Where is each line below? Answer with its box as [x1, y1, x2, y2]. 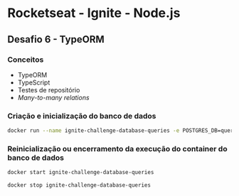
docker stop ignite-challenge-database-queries [7, 182, 152, 189]
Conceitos [7, 55, 44, 65]
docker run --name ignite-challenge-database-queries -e [7, 127, 180, 134]
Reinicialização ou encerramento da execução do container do [7, 143, 228, 153]
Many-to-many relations [17, 93, 90, 102]
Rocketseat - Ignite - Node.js [7, 5, 181, 21]
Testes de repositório [17, 85, 80, 94]
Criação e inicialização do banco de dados [7, 111, 156, 121]
